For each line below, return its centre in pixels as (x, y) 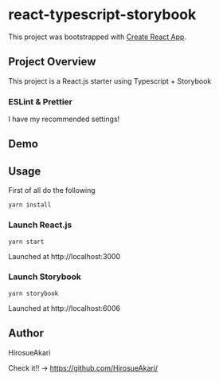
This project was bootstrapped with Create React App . (98, 37)
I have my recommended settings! (64, 119)
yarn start (26, 242)
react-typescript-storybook (102, 15)
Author (26, 334)
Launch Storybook (45, 277)
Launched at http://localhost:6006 (65, 308)
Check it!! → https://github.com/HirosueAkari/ (83, 367)
